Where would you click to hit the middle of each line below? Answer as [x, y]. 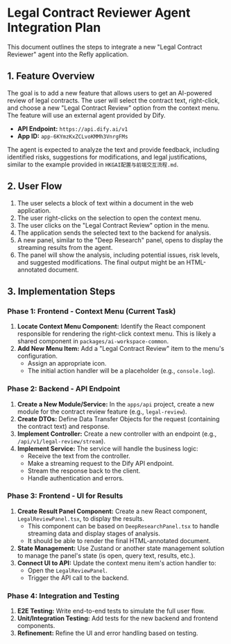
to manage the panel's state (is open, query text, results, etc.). [106, 556]
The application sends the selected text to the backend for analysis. [114, 233]
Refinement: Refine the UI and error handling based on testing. [108, 633]
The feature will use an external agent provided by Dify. [86, 115]
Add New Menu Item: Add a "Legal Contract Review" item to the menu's [121, 349]
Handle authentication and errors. [76, 478]
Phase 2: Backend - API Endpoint [64, 389]
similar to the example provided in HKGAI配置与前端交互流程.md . [93, 164]
